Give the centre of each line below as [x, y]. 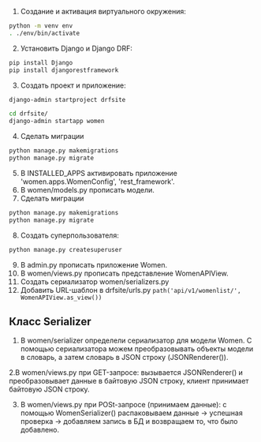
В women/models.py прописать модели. [87, 189]
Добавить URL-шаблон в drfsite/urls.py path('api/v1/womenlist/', [130, 290]
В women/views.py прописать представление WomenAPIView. [125, 273]
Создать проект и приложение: [73, 85]
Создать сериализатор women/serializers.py [95, 281]
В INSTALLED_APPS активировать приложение [99, 173]
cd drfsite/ [28, 114]
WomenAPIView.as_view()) [61, 298]
